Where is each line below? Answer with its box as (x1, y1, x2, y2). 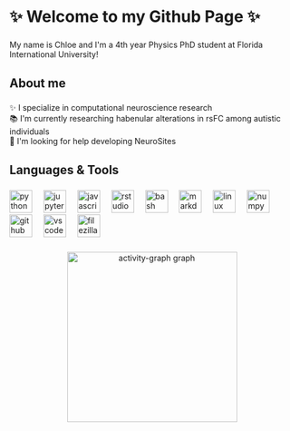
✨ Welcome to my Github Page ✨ (9, 6, 261, 27)
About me (9, 75, 66, 91)
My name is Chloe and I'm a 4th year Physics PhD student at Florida (9, 39, 264, 51)
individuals (9, 126, 50, 137)
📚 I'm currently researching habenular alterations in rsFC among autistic (9, 113, 281, 124)
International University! (9, 49, 99, 60)
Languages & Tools (9, 162, 120, 178)
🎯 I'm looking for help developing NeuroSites (9, 136, 177, 147)
